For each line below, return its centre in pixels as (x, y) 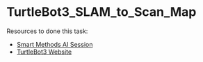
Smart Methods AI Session (55, 44)
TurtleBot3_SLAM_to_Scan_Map (101, 12)
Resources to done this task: (47, 31)
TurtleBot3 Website (44, 52)
